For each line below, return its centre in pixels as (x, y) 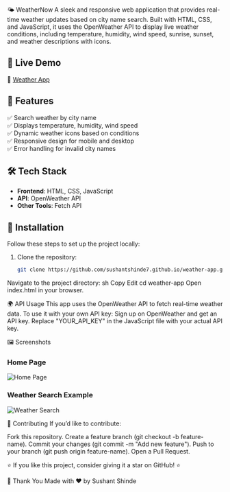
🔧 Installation (36, 227)
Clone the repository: (47, 257)
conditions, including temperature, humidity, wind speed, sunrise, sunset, (111, 34)
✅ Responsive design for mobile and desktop (71, 141)
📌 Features (30, 101)
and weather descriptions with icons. (59, 41)
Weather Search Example (50, 395)
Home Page (27, 362)
